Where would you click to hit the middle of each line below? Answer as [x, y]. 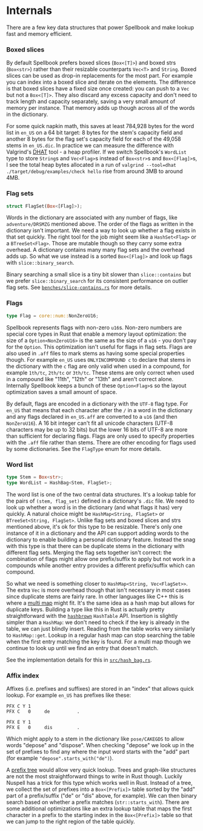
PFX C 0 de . [43, 711]
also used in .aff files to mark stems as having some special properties [95, 353]
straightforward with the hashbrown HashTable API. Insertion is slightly [92, 616]
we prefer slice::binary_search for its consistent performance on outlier [97, 281]
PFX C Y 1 [19, 706]
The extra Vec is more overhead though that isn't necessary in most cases [98, 590]
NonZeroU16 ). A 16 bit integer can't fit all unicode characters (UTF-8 [90, 423]
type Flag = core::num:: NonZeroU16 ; [52, 316]
